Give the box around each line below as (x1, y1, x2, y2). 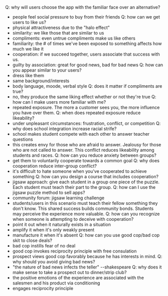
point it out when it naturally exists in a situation (12, 221, 111, 227)
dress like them (12, 73, 44, 78)
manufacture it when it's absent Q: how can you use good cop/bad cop (12, 232, 160, 238)
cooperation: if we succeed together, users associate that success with (12, 51, 160, 57)
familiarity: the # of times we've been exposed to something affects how (12, 41, 162, 47)
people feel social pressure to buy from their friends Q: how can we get (12, 14, 160, 20)
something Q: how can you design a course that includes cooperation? (12, 174, 159, 179)
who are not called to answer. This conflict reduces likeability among (12, 147, 154, 153)
